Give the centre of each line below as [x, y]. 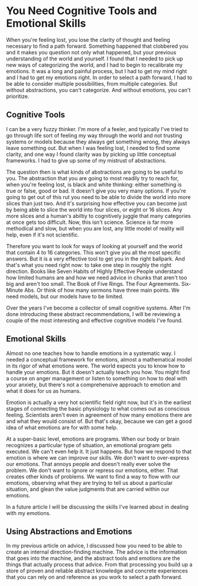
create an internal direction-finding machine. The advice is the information [97, 552]
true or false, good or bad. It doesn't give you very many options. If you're [96, 191]
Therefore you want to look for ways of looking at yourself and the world [94, 246]
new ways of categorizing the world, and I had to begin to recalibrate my [95, 65]
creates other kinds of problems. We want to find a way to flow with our [93, 476]
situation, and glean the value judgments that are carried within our [88, 489]
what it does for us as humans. [44, 390]
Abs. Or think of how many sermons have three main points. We [102, 290]
